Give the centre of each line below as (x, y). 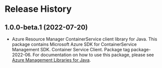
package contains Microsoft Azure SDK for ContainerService (74, 44)
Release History (38, 9)
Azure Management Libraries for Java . (51, 60)
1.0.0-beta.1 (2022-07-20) (46, 27)
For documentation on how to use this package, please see (93, 55)
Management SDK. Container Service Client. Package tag (71, 50)
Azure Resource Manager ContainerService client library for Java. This (84, 39)
